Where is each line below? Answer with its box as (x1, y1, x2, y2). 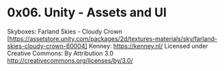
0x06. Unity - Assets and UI (7, 5, 167, 20)
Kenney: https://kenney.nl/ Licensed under (88, 42, 208, 50)
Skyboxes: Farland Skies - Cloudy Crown (7, 27, 123, 35)
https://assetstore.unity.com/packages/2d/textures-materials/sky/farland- (9, 34, 217, 42)
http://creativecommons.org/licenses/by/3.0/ (7, 56, 133, 64)
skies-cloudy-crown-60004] (7, 42, 87, 50)
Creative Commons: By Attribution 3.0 (7, 49, 114, 57)
